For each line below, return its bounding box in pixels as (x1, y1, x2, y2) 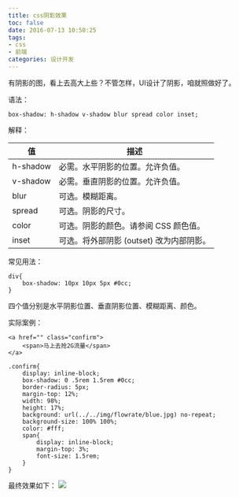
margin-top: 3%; (36, 445, 90, 453)
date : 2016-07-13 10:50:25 (8, 26, 97, 34)
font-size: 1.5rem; (36, 452, 101, 460)
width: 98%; (22, 397, 61, 405)
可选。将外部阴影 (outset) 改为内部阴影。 (58, 235, 211, 246)
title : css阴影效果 (8, 11, 68, 20)
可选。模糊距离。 (58, 191, 122, 202)
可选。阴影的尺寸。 (58, 206, 130, 217)
